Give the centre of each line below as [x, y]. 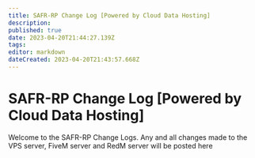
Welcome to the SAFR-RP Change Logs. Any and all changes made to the [128, 137]
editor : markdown [37, 52]
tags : [17, 45]
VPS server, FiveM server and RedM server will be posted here [110, 145]
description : [30, 23]
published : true [35, 30]
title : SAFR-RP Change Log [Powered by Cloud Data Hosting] [110, 15]
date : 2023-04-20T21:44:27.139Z [61, 38]
